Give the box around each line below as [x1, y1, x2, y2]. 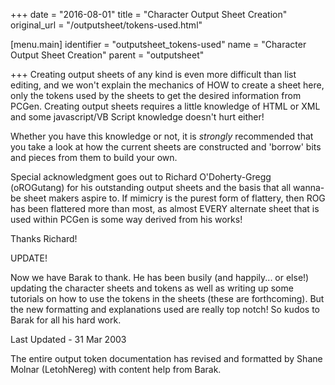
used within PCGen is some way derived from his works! [10, 214, 243, 225]
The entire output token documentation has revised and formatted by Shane [10, 353, 323, 364]
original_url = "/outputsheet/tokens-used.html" [10, 19, 203, 31]
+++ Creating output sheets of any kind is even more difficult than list [10, 69, 297, 80]
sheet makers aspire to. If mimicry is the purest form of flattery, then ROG [23, 192, 326, 204]
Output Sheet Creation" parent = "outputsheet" [10, 49, 205, 61]
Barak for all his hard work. [10, 314, 122, 326]
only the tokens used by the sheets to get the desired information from [10, 90, 302, 101]
